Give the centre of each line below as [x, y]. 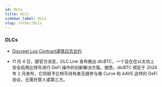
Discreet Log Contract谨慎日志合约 [47, 51]
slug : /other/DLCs [24, 23]
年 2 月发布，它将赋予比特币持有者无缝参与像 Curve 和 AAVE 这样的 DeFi [85, 73]
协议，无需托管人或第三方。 [40, 79]
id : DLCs [14, 9]
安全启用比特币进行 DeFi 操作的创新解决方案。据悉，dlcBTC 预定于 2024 [85, 67]
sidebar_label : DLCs [26, 18]
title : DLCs [17, 14]
